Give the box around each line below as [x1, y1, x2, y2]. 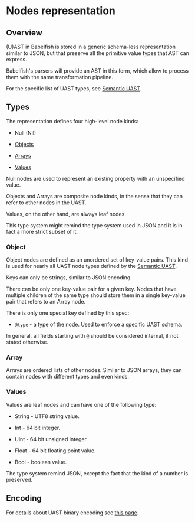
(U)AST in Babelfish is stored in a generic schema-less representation [6, 43, 176, 50]
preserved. [6, 476, 33, 483]
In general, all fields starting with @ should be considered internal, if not [6, 332, 179, 340]
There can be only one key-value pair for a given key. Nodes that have [6, 285, 177, 293]
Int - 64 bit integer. [14, 424, 61, 431]
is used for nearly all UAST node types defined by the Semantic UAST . [6, 263, 177, 270]
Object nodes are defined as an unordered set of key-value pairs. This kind [6, 256, 189, 263]
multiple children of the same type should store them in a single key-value [6, 292, 186, 299]
